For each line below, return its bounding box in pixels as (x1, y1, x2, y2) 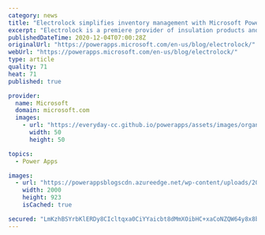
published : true (8, 77, 62, 85)
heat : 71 (8, 70, 37, 78)
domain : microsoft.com (15, 106, 90, 114)
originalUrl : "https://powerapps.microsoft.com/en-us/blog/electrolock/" (8, 41, 256, 49)
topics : (8, 150, 34, 158)
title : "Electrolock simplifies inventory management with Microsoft (8, 19, 242, 27)
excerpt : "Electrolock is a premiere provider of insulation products (8, 26, 245, 34)
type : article (8, 56, 55, 64)
